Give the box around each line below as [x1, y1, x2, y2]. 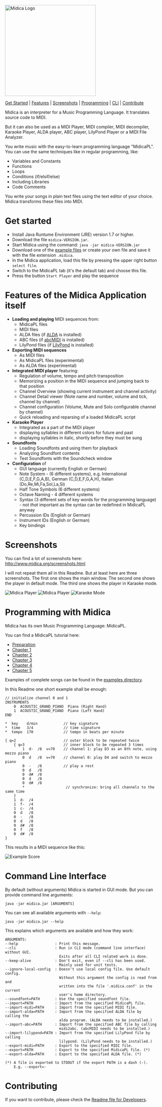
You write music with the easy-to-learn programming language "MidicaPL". [5, 144, 154, 149]
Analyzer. [5, 134, 24, 140]
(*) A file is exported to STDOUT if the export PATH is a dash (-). [5, 1060, 148, 1065]
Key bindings [19, 522, 45, 528]
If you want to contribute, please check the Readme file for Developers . [5, 1096, 147, 1102]
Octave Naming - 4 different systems [19, 491, 93, 497]
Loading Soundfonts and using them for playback [19, 445, 118, 451]
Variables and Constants [12, 158, 61, 164]
